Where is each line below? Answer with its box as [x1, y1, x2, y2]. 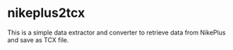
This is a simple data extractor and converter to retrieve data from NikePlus [7, 28, 226, 37]
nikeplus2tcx [7, 5, 85, 21]
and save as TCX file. [7, 35, 69, 44]
